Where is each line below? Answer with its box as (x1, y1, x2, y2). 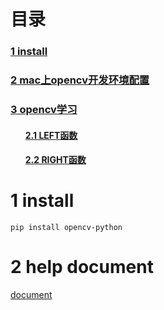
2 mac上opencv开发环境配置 (10, 73, 150, 87)
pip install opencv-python (10, 223, 123, 233)
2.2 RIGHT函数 (24, 154, 87, 166)
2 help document (10, 256, 154, 279)
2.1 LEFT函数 (24, 129, 78, 141)
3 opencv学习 (10, 102, 78, 116)
